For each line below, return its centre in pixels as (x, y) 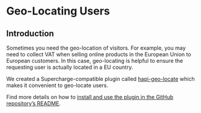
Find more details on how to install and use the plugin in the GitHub (90, 97)
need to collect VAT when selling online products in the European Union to (99, 54)
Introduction (30, 34)
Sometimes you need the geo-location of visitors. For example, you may (96, 48)
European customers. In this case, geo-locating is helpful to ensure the (95, 61)
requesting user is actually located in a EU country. (70, 67)
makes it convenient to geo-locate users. (57, 85)
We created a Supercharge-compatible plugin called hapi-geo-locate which (100, 79)
